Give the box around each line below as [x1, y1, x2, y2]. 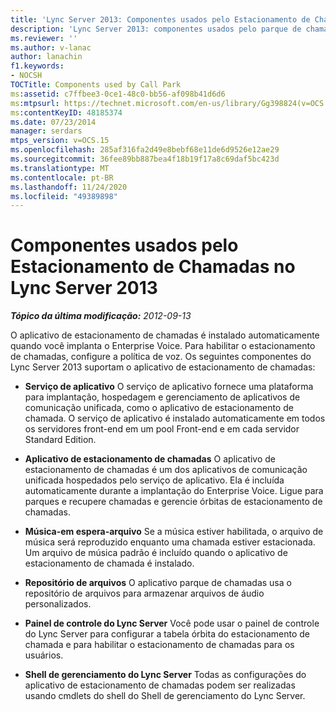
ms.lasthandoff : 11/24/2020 [10, 182, 128, 192]
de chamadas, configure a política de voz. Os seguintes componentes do [10, 351, 312, 363]
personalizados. [24, 598, 92, 610]
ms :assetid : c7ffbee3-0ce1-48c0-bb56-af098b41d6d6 [10, 89, 226, 99]
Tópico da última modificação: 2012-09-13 [10, 310, 192, 322]
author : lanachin [10, 52, 83, 62]
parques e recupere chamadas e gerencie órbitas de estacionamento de [24, 496, 323, 508]
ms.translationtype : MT [10, 163, 110, 173]
